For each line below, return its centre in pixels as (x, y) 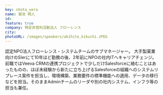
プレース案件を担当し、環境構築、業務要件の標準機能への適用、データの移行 (82, 76)
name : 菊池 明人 (20, 14)
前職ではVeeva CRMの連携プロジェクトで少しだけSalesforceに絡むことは (79, 63)
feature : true (19, 23)
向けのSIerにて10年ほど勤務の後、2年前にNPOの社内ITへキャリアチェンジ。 (81, 57)
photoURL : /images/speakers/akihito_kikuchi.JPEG (56, 37)
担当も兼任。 (18, 88)
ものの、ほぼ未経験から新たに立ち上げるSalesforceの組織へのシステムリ (86, 69)
